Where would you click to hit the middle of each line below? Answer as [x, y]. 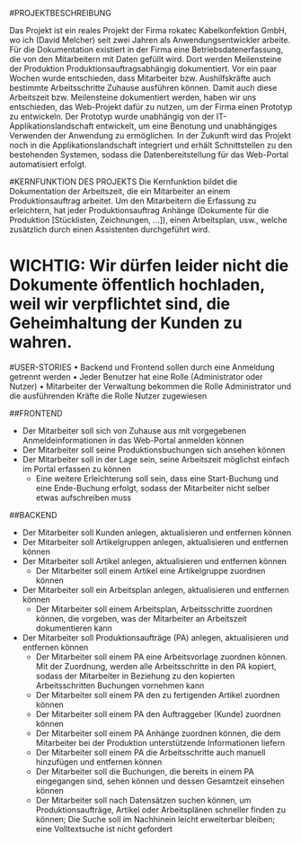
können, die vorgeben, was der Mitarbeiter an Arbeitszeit [141, 618]
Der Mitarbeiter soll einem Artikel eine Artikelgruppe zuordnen [150, 570]
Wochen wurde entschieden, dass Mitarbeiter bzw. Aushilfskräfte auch [140, 78]
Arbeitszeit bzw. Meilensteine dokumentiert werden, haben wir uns [133, 97]
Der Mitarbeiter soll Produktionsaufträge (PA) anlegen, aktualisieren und [155, 637]
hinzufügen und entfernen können [99, 762]
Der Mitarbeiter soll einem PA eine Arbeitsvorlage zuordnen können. [162, 657]
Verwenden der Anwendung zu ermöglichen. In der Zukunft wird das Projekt [150, 135]
